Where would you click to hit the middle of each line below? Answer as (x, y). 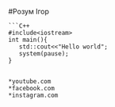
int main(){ (28, 40)
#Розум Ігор (29, 11)
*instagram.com (33, 95)
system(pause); (44, 54)
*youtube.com (30, 82)
